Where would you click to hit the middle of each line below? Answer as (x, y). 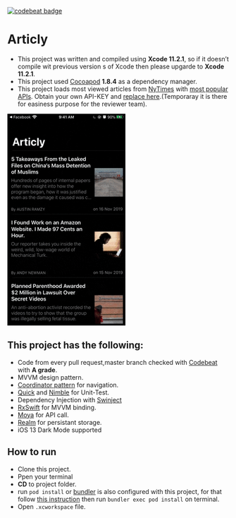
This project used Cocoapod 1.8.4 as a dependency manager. (107, 81)
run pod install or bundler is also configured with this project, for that (119, 491)
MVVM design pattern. (50, 377)
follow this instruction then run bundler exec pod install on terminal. (118, 499)
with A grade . (37, 370)
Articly (27, 40)
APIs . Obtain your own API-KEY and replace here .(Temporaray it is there (122, 96)
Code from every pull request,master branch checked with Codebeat (117, 362)
